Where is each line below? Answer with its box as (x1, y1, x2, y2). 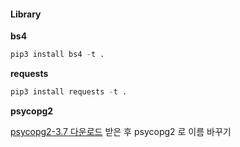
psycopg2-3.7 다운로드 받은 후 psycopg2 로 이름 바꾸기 (10, 125, 232, 137)
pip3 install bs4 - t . (10, 50, 105, 60)
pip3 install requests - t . (10, 87, 128, 97)
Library (10, 8, 42, 20)
